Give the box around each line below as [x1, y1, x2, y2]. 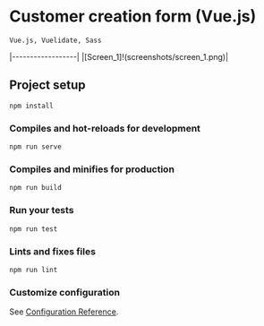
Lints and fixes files [9, 244, 97, 257]
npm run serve [9, 142, 63, 151]
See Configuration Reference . [9, 306, 119, 317]
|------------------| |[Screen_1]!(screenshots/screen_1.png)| [9, 51, 229, 62]
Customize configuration [9, 286, 121, 298]
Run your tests [9, 204, 74, 217]
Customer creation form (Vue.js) [9, 6, 257, 27]
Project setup [9, 78, 87, 93]
